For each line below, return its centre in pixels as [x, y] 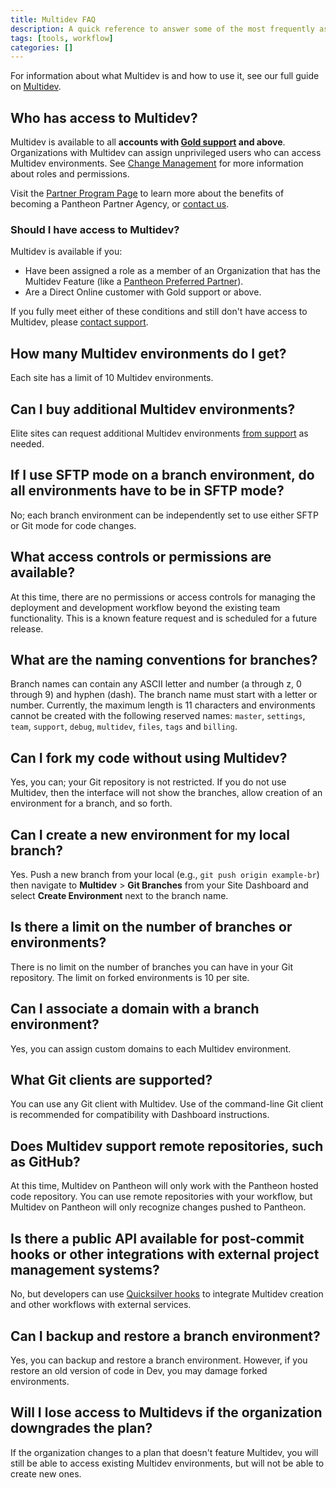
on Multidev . [36, 87]
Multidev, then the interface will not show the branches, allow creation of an [166, 793]
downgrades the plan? [81, 1428]
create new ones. [46, 1473]
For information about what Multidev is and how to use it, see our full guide [165, 76]
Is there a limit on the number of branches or [151, 927]
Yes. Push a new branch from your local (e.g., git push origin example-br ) [165, 875]
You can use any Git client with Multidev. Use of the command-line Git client [167, 1104]
